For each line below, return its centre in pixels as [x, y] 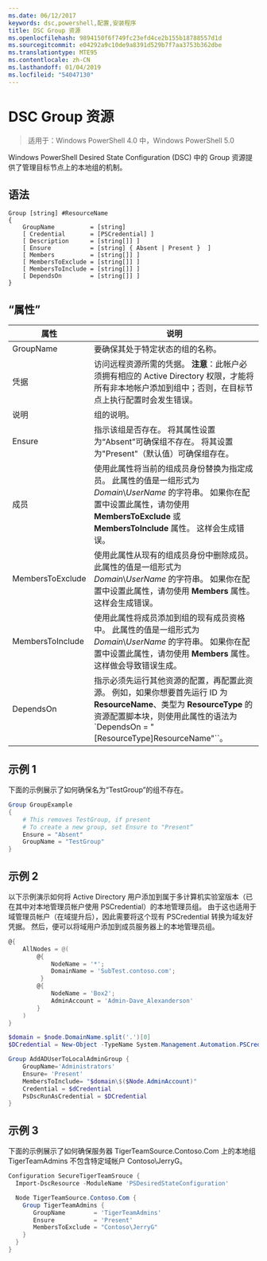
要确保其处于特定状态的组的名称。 [158, 349]
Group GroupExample [41, 805]
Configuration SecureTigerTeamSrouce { [74, 1176]
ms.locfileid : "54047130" [51, 75]
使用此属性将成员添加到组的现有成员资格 [170, 618]
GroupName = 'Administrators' [69, 1067]
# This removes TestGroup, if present [87, 820]
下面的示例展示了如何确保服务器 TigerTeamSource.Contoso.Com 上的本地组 [132, 1151]
